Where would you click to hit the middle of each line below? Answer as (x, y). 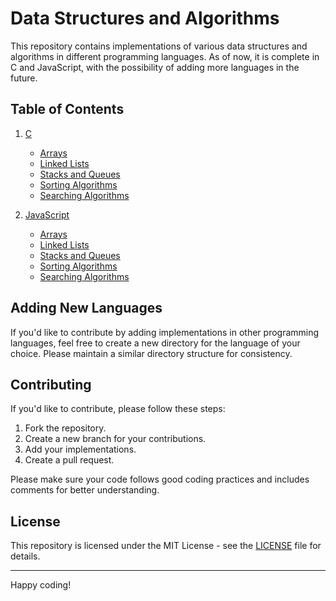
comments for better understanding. (85, 490)
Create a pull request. (69, 460)
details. (25, 556)
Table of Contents (67, 109)
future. (24, 78)
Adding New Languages (86, 308)
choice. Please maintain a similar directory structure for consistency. (151, 353)
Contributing (51, 384)
